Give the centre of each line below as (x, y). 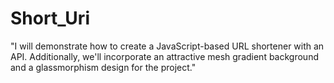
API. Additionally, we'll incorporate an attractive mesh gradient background (164, 56)
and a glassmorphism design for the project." (103, 67)
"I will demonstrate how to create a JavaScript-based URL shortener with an (167, 46)
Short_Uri (50, 18)
